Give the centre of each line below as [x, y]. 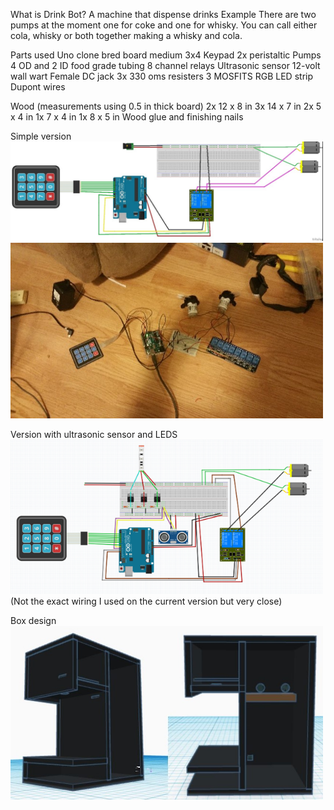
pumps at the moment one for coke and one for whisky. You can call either [164, 25]
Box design [33, 620]
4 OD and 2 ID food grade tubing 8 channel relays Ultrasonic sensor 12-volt [165, 65]
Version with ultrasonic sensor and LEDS [94, 435]
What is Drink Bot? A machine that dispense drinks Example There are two [163, 14]
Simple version [41, 136]
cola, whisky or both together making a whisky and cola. [126, 35]
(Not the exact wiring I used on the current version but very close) [146, 601]
